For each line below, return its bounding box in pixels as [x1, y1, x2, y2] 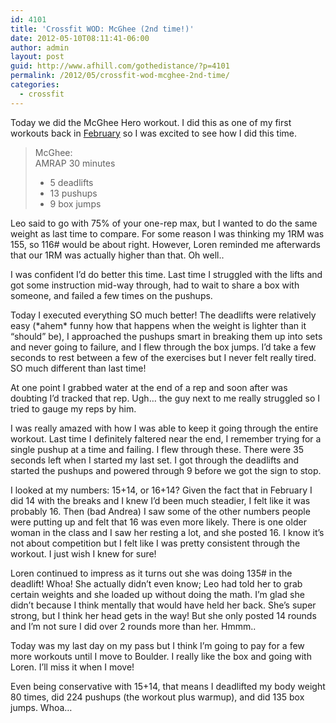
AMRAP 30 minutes [34, 157, 116, 169]
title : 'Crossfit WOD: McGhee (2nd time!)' [10, 24, 195, 34]
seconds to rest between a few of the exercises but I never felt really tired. [10, 351, 317, 363]
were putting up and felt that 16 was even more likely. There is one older [10, 516, 307, 528]
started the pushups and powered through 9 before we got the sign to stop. [10, 464, 322, 476]
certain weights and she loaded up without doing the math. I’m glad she [10, 588, 305, 600]
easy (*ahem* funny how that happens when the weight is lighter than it [10, 319, 307, 331]
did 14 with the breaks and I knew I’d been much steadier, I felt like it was [10, 494, 311, 506]
